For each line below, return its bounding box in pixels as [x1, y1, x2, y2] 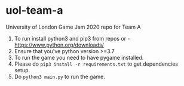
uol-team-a [5, 4, 63, 17]
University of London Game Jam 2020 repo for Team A [5, 23, 141, 30]
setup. [14, 66, 30, 73]
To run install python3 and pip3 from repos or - [14, 35, 130, 42]
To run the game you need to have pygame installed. [14, 54, 144, 61]
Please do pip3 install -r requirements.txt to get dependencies [14, 60, 179, 67]
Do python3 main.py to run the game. [14, 73, 105, 80]
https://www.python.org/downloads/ [14, 41, 104, 48]
